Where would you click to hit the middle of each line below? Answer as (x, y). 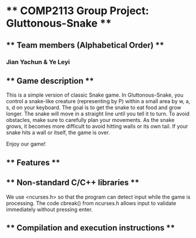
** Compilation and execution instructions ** (91, 228)
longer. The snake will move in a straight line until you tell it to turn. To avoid (98, 114)
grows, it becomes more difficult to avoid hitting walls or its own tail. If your (97, 126)
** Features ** (33, 162)
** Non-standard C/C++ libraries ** (73, 183)
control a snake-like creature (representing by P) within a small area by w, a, (98, 101)
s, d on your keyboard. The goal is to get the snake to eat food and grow (94, 108)
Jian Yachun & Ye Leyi (38, 62)
